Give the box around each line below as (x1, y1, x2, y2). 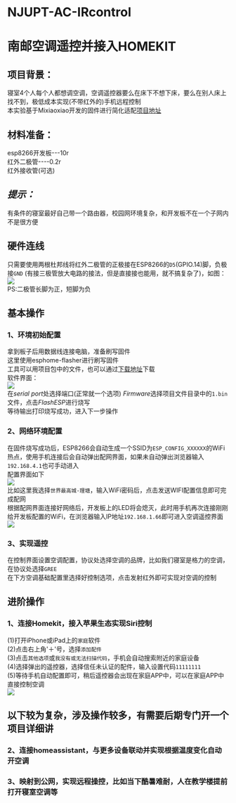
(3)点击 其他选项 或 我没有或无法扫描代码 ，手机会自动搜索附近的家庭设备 (7, 653, 200, 662)
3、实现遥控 (7, 538, 48, 548)
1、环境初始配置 (7, 329, 61, 339)
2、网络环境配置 (7, 426, 63, 436)
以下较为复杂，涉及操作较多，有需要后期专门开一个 (7, 709, 229, 721)
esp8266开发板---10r (7, 149, 69, 157)
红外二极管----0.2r (7, 157, 62, 166)
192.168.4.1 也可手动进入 (7, 461, 79, 469)
